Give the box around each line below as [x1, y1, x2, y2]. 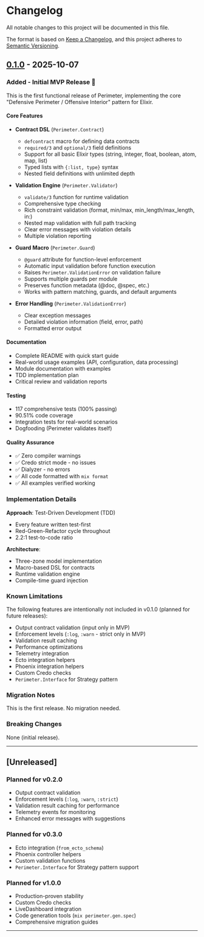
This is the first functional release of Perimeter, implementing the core [6, 92, 181, 99]
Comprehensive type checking [24, 200, 101, 207]
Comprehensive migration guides [15, 918, 98, 925]
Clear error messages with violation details [24, 226, 132, 233]
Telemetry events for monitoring [15, 809, 96, 816]
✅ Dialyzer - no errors [15, 466, 70, 473]
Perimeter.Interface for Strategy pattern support [15, 863, 139, 871]
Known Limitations [6, 591, 63, 600]
